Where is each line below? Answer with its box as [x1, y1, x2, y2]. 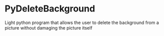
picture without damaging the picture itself [5, 24, 93, 30]
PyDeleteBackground [5, 3, 95, 14]
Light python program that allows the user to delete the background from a [5, 19, 159, 25]
